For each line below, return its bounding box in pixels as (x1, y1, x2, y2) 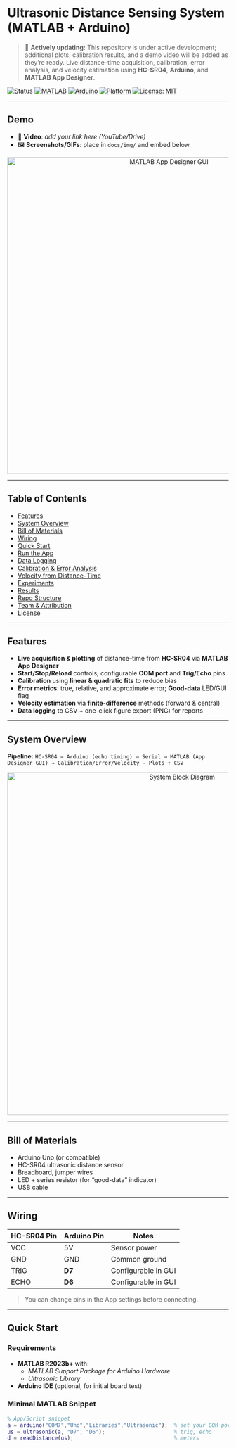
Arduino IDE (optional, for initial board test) (17, 1381, 143, 1390)
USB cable (17, 1183, 48, 1191)
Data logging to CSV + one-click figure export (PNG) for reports (17, 706, 204, 715)
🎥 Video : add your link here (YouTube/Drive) (17, 132, 146, 141)
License (17, 609, 41, 617)
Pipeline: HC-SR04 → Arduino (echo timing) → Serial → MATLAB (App (7, 752, 205, 761)
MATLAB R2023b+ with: (17, 1359, 89, 1368)
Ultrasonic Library (27, 1374, 81, 1383)
